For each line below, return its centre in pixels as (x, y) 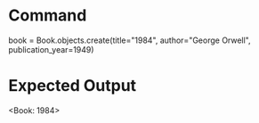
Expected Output (73, 86)
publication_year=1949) (51, 49)
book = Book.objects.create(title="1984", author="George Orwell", (129, 40)
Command (48, 16)
